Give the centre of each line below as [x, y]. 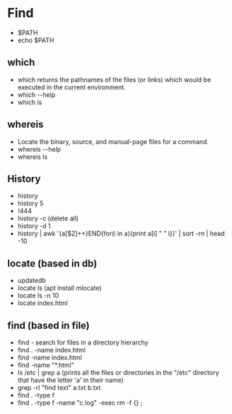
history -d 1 [34, 226]
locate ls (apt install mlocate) [59, 288]
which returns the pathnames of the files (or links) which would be [114, 79]
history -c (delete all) [48, 218]
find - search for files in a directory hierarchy [83, 342]
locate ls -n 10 [38, 296]
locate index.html [43, 303]
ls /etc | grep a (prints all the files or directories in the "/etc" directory [118, 373]
